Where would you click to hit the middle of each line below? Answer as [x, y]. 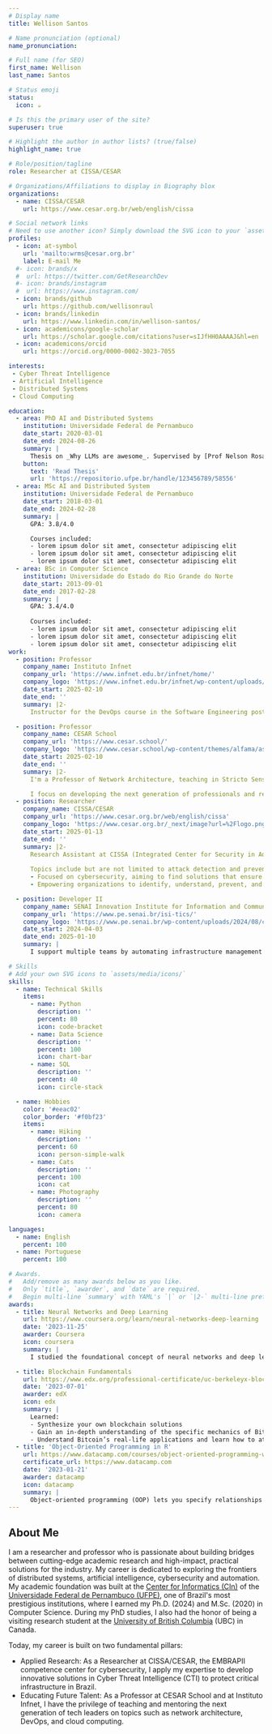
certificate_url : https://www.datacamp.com [98, 1462]
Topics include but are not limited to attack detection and [135, 869]
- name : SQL [50, 1064]
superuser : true [36, 127]
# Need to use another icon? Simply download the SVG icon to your [125, 231]
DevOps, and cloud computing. [72, 1721]
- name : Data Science [66, 1034]
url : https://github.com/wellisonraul [88, 306]
